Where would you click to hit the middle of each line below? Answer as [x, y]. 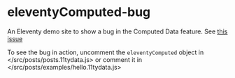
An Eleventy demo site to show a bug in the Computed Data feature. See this [117, 31]
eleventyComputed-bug [79, 12]
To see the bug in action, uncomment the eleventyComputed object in [106, 52]
